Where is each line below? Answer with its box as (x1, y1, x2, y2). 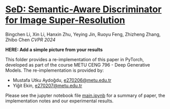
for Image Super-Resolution (5, 14, 126, 26)
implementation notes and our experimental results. (5, 98, 114, 104)
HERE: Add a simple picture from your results (5, 46, 103, 52)
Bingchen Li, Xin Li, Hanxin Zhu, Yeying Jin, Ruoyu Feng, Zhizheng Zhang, (5, 31, 161, 37)
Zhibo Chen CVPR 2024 (5, 37, 56, 43)
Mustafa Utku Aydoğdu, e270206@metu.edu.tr (12, 77, 111, 83)
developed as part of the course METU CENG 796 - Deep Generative (5, 62, 151, 68)
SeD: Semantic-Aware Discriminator (5, 4, 162, 15)
